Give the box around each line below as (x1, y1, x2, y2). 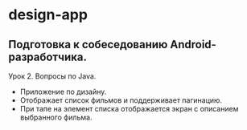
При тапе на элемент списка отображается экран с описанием (19, 104, 239, 113)
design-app (8, 6, 89, 24)
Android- (170, 38, 217, 51)
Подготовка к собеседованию (8, 38, 168, 51)
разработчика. (8, 50, 87, 63)
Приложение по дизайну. (19, 87, 107, 96)
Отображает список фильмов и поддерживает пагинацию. (19, 95, 223, 105)
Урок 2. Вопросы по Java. (8, 71, 97, 81)
